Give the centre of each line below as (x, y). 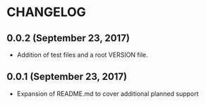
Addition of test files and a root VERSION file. (83, 55)
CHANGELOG (46, 12)
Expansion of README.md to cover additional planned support (108, 93)
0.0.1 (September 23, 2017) (67, 77)
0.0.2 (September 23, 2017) (68, 38)
